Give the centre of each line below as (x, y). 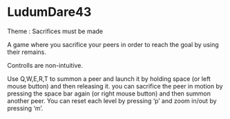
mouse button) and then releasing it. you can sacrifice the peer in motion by (115, 86)
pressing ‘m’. (25, 108)
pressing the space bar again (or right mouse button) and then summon (109, 93)
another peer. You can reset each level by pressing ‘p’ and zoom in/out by (112, 100)
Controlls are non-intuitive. (45, 65)
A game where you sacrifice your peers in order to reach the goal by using (113, 44)
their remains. (27, 52)
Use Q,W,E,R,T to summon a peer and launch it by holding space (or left (109, 79)
